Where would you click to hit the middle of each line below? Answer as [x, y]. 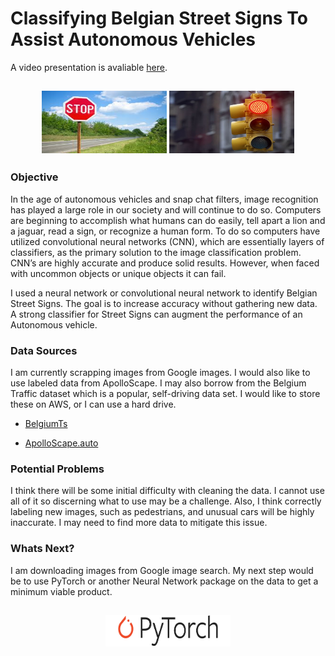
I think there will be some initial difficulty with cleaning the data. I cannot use [167, 491]
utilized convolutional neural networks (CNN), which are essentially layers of [167, 241]
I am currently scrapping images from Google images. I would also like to [160, 372]
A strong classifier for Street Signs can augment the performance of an [156, 314]
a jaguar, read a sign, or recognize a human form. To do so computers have [165, 231]
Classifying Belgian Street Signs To [159, 18]
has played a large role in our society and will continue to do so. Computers [166, 209]
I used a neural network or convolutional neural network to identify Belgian [164, 293]
